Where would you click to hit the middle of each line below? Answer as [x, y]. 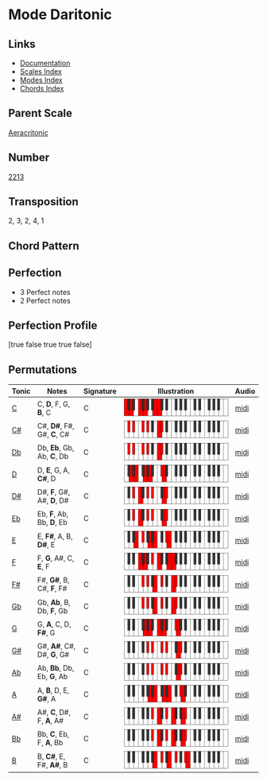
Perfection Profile [53, 326]
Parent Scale [41, 113]
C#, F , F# [52, 589]
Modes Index [41, 80]
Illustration [176, 390]
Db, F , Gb [52, 611]
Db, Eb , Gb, [56, 448]
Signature [100, 390]
